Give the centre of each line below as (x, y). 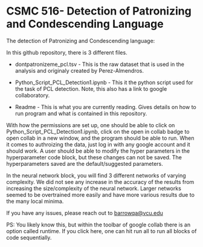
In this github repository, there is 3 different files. (67, 52)
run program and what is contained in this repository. (81, 113)
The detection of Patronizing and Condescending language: (81, 41)
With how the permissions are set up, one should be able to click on (91, 125)
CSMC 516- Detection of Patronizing (99, 11)
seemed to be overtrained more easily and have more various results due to (101, 194)
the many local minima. (35, 201)
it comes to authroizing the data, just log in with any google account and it (98, 144)
